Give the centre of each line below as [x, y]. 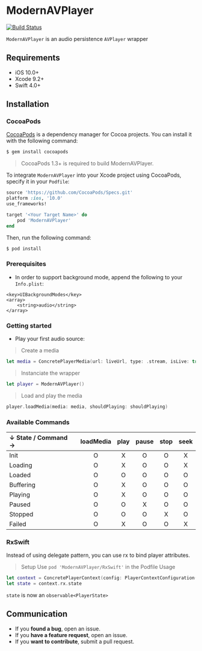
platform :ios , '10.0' [35, 198]
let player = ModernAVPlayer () [45, 384]
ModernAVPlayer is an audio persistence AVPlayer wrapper [77, 39]
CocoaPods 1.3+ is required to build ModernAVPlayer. [87, 164]
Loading [21, 465]
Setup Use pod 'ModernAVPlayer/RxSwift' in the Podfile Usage [98, 567]
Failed [18, 524]
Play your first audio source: [50, 339]
